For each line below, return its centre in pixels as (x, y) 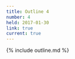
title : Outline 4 (28, 12)
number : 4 (18, 17)
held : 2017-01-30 (28, 22)
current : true (24, 34)
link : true (20, 28)
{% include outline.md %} (38, 50)
